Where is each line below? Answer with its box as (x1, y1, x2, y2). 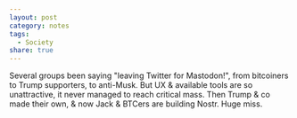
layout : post (9, 12, 58, 22)
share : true (9, 46, 54, 55)
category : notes (9, 21, 70, 30)
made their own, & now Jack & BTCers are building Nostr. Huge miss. (9, 98, 263, 109)
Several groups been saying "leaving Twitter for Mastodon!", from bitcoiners (9, 70, 289, 81)
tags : (9, 29, 29, 38)
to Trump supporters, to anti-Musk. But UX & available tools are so (9, 80, 253, 90)
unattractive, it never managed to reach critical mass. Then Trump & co (9, 90, 270, 100)
